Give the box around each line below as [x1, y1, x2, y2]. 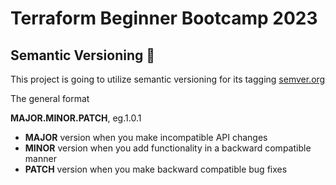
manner [24, 153, 57, 164]
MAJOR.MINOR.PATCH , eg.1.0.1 [10, 112, 142, 124]
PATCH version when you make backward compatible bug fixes [24, 163, 288, 175]
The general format [10, 93, 90, 104]
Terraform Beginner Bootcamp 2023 [10, 7, 318, 30]
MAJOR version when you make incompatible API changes [24, 132, 268, 143]
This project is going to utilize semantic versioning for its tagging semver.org [10, 73, 326, 85]
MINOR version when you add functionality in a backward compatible [24, 142, 312, 154]
